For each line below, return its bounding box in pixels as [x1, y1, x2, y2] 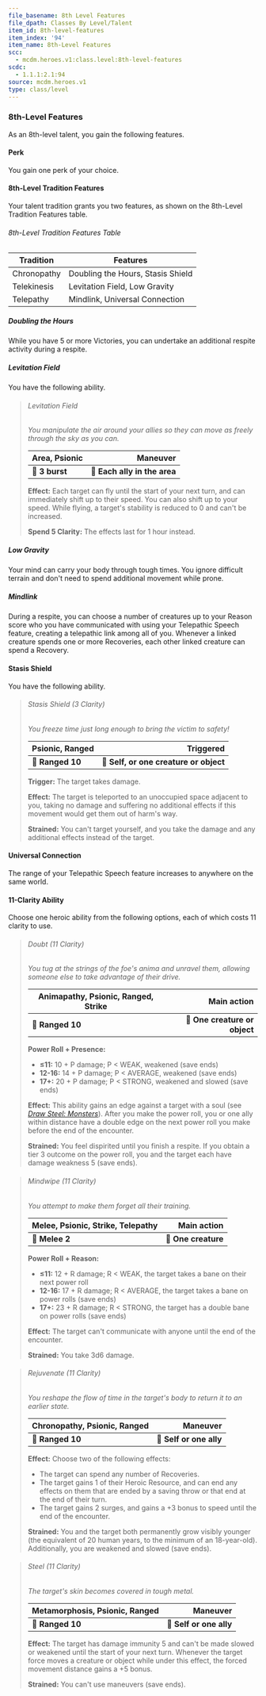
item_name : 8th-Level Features [8, 41, 112, 49]
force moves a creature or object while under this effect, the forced [27, 1656, 248, 1665]
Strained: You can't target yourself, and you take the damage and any [27, 824, 256, 834]
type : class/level [8, 85, 69, 94]
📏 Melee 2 [31, 1233, 71, 1244]
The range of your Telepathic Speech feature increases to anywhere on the [8, 868, 253, 877]
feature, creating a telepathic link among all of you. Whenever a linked [8, 628, 237, 639]
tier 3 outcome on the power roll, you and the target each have [27, 1149, 232, 1159]
